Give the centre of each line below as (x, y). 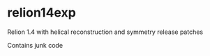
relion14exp (42, 13)
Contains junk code (35, 45)
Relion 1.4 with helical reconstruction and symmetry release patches (105, 32)
